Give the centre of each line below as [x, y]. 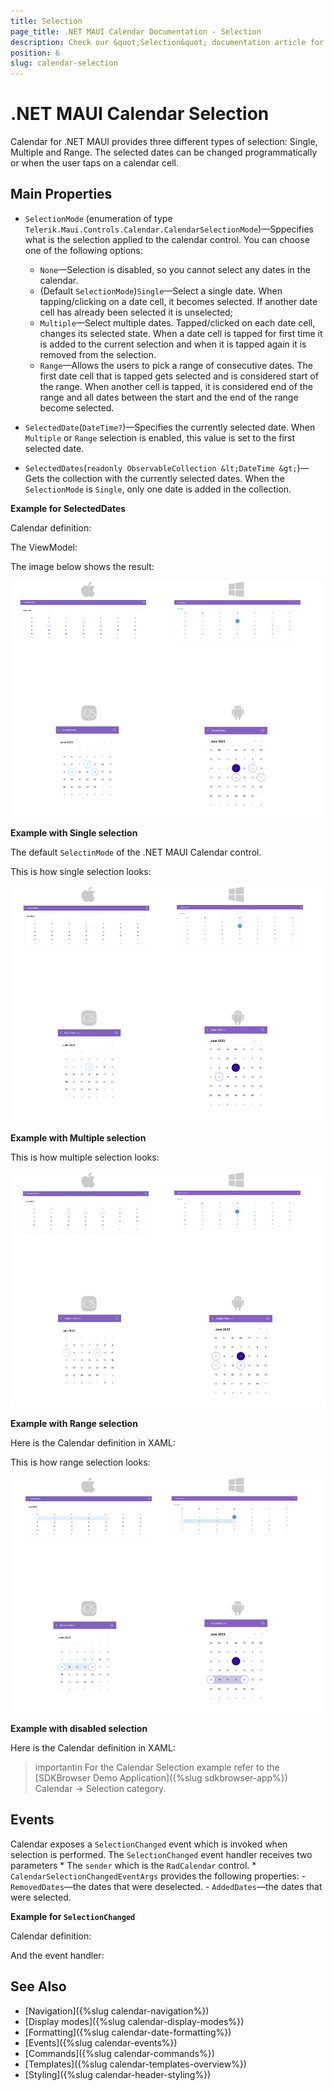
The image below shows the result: [82, 566]
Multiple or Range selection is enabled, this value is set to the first [160, 437]
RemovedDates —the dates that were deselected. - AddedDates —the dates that [166, 1886]
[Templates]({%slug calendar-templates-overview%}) [135, 2064]
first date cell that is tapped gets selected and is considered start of [179, 376]
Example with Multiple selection [78, 1137]
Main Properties [61, 194]
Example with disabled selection [79, 1728]
